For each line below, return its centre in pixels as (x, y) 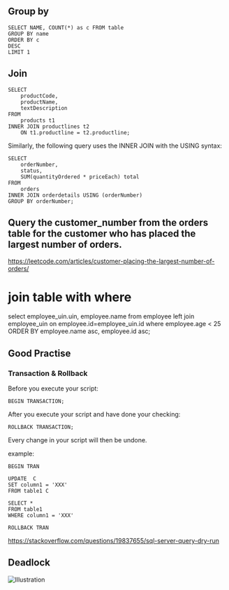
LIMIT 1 (19, 52)
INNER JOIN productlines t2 (49, 126)
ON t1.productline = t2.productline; (75, 132)
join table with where (70, 297)
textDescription (44, 108)
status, (31, 171)
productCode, (39, 96)
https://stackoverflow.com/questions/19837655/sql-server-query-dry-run (113, 541)
